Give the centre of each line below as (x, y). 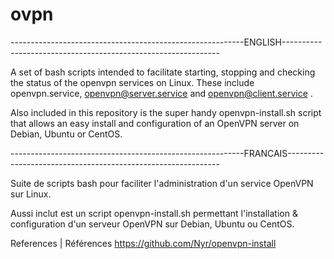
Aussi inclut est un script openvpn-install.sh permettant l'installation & (154, 213)
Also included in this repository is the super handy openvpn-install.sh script (166, 112)
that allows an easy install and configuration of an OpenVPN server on (155, 123)
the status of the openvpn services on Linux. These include (132, 82)
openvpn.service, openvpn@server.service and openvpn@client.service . (161, 93)
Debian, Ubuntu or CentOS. (66, 134)
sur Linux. (31, 194)
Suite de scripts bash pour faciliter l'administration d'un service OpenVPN (162, 183)
